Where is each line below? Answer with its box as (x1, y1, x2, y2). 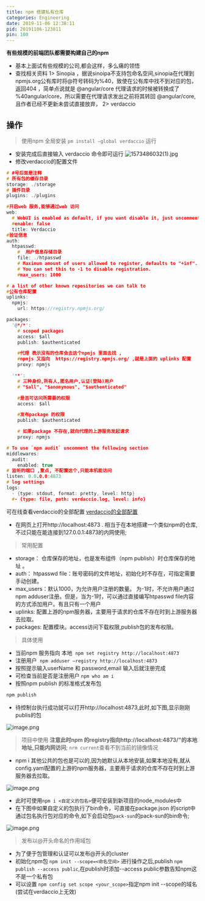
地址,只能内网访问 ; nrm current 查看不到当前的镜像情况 (21, 744, 159, 751)
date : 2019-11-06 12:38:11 (6, 20, 75, 26)
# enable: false (12, 220, 51, 226)
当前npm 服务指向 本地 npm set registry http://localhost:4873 (15, 649, 179, 656)
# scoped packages (17, 328, 64, 334)
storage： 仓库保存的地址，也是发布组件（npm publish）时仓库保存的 (15, 554, 190, 562)
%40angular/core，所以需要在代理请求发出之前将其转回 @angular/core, (15, 93, 196, 100)
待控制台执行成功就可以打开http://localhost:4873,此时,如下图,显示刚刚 (15, 703, 190, 711)
